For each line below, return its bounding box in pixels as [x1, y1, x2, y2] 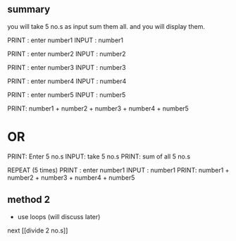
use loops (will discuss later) [17, 212, 101, 221]
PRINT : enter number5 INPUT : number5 [7, 90, 126, 99]
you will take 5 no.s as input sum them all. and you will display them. [7, 22, 206, 30]
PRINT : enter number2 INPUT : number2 [7, 49, 126, 58]
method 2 [7, 194, 51, 206]
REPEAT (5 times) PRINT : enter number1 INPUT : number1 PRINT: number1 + [7, 166, 230, 174]
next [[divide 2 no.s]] [7, 226, 68, 235]
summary [7, 4, 51, 16]
